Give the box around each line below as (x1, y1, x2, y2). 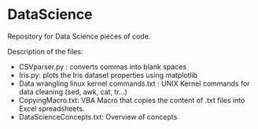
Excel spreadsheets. (18, 104, 85, 113)
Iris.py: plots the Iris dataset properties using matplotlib (18, 70, 198, 79)
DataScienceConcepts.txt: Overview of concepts (18, 112, 178, 121)
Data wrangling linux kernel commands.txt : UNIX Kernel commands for (18, 79, 250, 88)
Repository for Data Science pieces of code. (7, 31, 151, 41)
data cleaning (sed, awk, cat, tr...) (18, 87, 127, 96)
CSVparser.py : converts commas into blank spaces (18, 61, 186, 72)
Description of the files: (7, 46, 83, 56)
